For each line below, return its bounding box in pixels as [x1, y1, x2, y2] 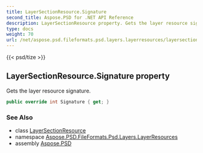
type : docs [6, 25, 34, 32]
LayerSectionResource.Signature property [6, 71, 170, 82]
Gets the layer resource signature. [6, 87, 91, 94]
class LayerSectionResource [14, 126, 86, 134]
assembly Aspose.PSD [14, 140, 72, 147]
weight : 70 [6, 31, 34, 37]
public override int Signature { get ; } [6, 99, 110, 105]
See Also [6, 113, 33, 122]
